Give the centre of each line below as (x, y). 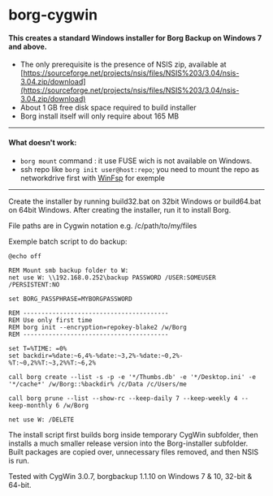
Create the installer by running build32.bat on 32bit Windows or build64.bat (135, 201)
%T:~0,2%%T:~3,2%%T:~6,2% (52, 363)
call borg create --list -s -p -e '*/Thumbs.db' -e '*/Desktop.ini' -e (132, 377)
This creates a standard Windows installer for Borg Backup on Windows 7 (135, 37)
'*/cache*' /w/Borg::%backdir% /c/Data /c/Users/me (97, 384)
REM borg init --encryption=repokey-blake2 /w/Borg (97, 327)
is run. (19, 460)
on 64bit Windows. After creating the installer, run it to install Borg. (120, 209)
